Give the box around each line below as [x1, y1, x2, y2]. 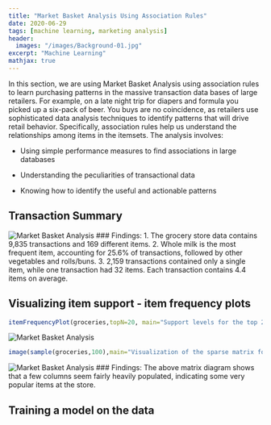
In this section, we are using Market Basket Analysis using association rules [8, 78, 260, 89]
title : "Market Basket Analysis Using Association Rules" [8, 11, 207, 20]
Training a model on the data [8, 403, 155, 417]
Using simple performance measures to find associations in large [19, 146, 236, 156]
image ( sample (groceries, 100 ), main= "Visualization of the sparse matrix [8, 348, 254, 356]
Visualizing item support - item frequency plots [8, 297, 252, 310]
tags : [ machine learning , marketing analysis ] [8, 27, 168, 35]
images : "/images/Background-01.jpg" [15, 42, 143, 50]
